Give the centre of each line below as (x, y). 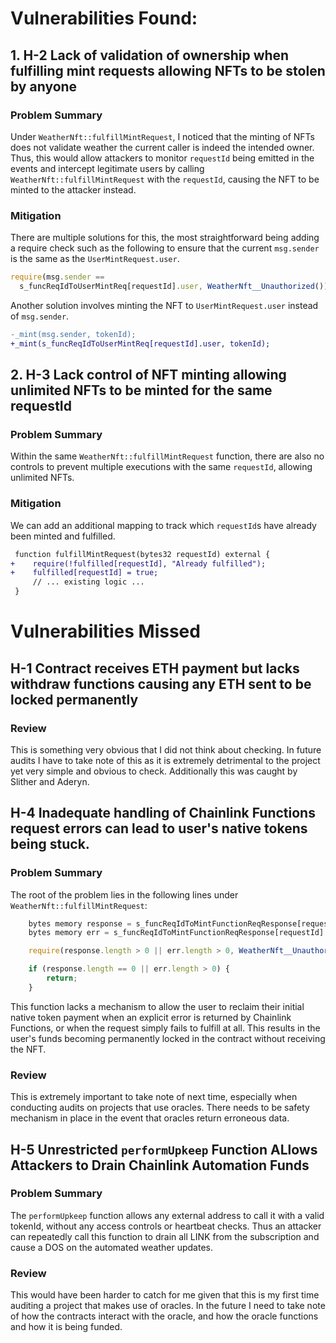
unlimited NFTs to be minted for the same (141, 390)
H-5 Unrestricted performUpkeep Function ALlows (164, 1149)
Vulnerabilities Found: (104, 18)
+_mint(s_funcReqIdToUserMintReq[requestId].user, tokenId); (140, 343)
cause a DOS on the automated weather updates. (111, 1247)
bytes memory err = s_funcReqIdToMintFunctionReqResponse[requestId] (176, 933)
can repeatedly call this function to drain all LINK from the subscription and (165, 1236)
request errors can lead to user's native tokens (159, 828)
